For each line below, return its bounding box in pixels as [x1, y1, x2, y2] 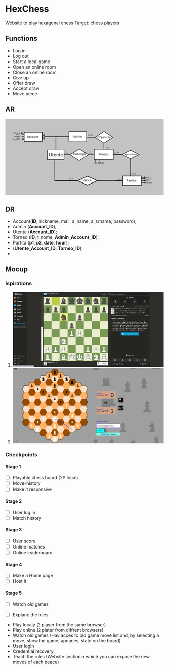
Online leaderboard [12, 550, 53, 556]
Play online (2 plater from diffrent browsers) [12, 627, 104, 633]
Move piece [12, 90, 37, 96]
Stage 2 [5, 498, 22, 504]
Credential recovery [12, 648, 54, 654]
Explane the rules [12, 611, 49, 618]
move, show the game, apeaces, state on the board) [12, 637, 121, 643]
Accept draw [12, 85, 39, 91]
